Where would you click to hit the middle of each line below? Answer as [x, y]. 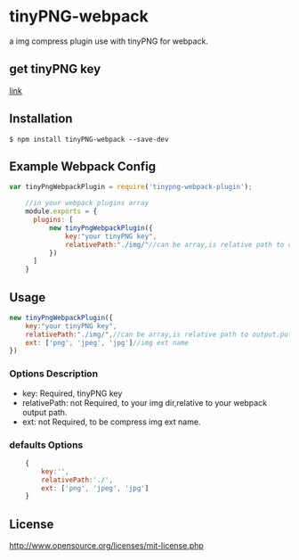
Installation [41, 119]
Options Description [54, 374]
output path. [44, 412]
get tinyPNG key [55, 69]
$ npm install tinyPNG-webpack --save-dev [89, 139]
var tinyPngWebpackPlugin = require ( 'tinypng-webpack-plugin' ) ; [131, 187]
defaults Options [46, 445]
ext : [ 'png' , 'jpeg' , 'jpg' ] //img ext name [107, 342]
